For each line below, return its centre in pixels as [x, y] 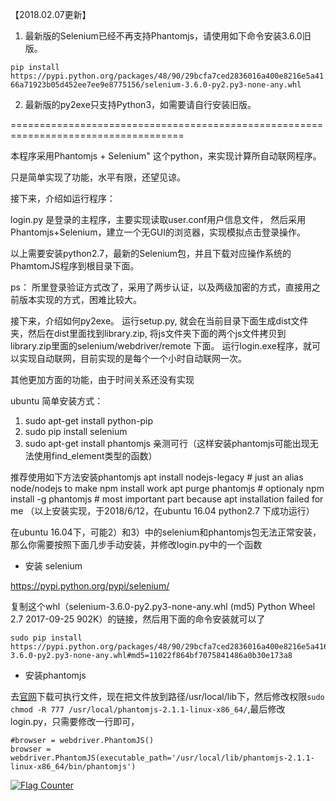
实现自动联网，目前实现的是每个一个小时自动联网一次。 [132, 358]
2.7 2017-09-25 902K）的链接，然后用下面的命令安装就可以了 [138, 619]
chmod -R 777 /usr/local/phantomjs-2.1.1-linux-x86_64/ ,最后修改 [148, 709]
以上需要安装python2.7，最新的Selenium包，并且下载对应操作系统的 [151, 253]
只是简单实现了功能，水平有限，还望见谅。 [98, 177]
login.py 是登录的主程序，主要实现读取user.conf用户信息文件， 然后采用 [158, 219]
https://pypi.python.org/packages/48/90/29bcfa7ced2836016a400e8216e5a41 [167, 76]
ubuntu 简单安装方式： [57, 401]
